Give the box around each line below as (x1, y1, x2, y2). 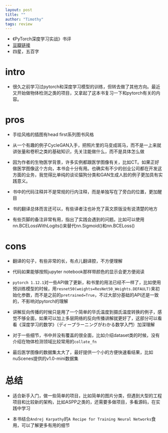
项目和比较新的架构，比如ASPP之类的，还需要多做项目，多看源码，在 (12, 399, 156, 405)
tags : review (5, 21, 33, 27)
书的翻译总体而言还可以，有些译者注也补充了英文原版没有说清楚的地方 (12, 206, 158, 212)
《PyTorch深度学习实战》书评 (12, 36, 72, 42)
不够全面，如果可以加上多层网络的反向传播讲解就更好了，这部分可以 (17, 315, 158, 321)
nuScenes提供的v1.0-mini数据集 (12, 355, 79, 362)
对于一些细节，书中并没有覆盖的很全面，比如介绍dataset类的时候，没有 (12, 332, 160, 338)
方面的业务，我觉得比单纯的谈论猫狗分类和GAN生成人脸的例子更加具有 (12, 172, 159, 178)
